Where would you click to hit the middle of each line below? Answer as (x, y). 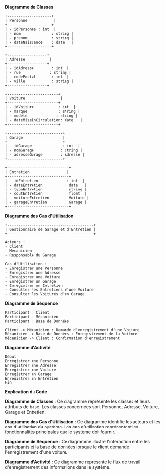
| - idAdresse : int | (37, 68)
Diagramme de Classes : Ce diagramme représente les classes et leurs (78, 401)
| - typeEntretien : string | (46, 190)
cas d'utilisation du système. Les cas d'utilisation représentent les (72, 427)
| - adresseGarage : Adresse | (45, 155)
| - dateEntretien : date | (46, 185)
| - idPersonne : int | (31, 29)
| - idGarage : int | (43, 146)
